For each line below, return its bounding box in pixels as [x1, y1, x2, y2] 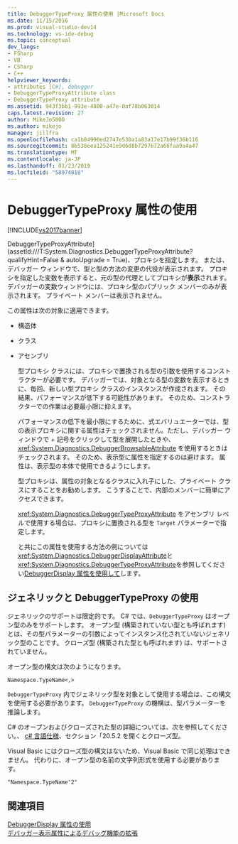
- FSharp [7, 50, 33, 58]
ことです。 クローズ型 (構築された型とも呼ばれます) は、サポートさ [31, 639, 228, 647]
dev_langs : [7, 43, 40, 50]
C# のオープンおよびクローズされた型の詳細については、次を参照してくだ [7, 723, 222, 732]
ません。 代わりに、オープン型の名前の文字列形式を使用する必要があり [7, 756, 215, 764]
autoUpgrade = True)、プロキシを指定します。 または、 [66, 255, 229, 264]
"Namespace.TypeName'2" [7, 779, 78, 786]
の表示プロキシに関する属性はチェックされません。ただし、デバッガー [17, 426, 224, 434]
